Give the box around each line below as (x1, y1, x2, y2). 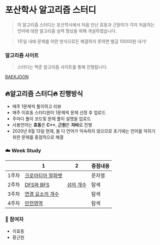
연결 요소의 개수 (24, 191, 59, 198)
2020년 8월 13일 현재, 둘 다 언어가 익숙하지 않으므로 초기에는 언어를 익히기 (12, 128, 156, 134)
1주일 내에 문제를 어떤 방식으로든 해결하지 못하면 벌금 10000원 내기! (17, 38, 147, 44)
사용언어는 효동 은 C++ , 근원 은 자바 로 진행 (12, 122, 92, 128)
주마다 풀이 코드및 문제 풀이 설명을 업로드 (12, 116, 91, 122)
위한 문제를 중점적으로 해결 (12, 134, 64, 140)
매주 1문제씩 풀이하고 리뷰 (12, 104, 61, 109)
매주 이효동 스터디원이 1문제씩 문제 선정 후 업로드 (12, 109, 106, 116)
